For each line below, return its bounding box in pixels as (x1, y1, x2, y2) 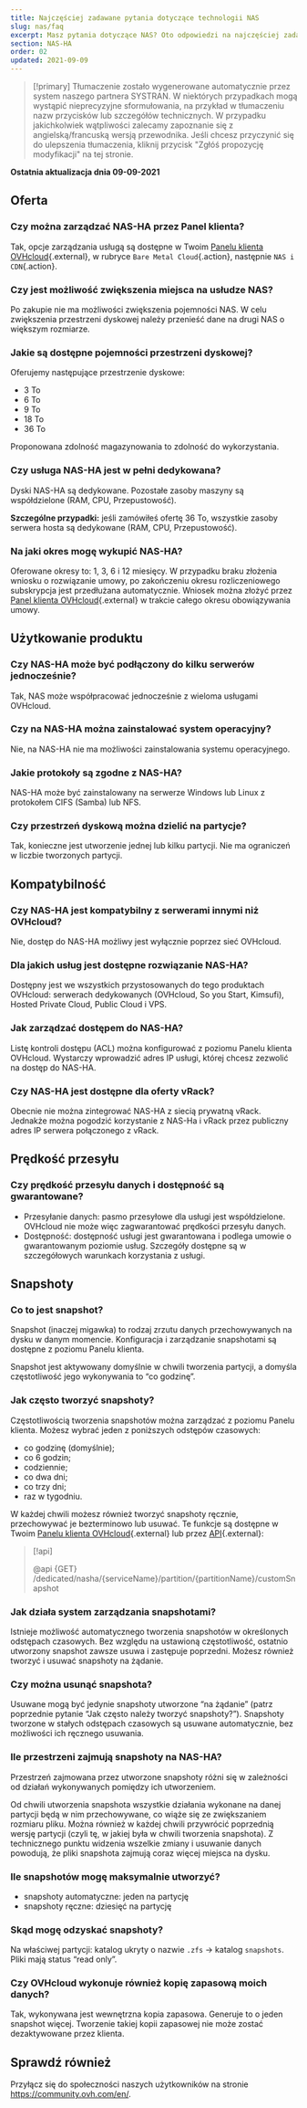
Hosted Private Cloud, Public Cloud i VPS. (10, 999, 168, 1010)
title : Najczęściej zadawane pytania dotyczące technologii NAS (10, 13, 260, 23)
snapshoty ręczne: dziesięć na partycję (23, 1901, 172, 1912)
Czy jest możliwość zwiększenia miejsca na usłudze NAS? (10, 283, 274, 296)
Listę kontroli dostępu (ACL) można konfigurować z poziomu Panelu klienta (10, 1042, 292, 1053)
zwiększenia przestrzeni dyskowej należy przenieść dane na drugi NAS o (10, 313, 285, 324)
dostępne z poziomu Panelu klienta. (10, 1344, 145, 1354)
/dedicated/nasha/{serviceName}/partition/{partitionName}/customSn (32, 1573, 296, 1584)
